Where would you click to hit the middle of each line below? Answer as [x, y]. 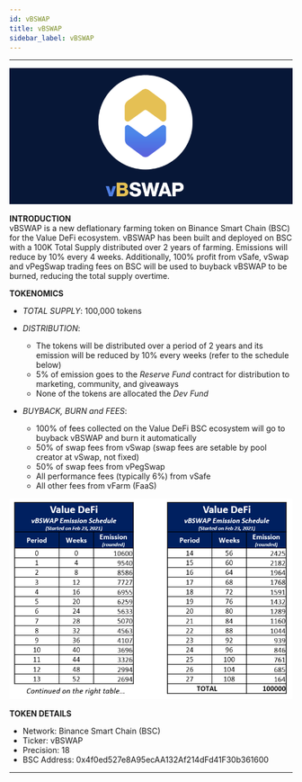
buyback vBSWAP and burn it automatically [116, 438]
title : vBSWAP [36, 28]
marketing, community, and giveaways [107, 384]
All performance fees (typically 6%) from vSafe [123, 476]
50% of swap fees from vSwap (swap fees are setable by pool [151, 448]
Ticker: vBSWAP [53, 740]
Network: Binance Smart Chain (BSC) [91, 731]
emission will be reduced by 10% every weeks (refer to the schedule [162, 355]
